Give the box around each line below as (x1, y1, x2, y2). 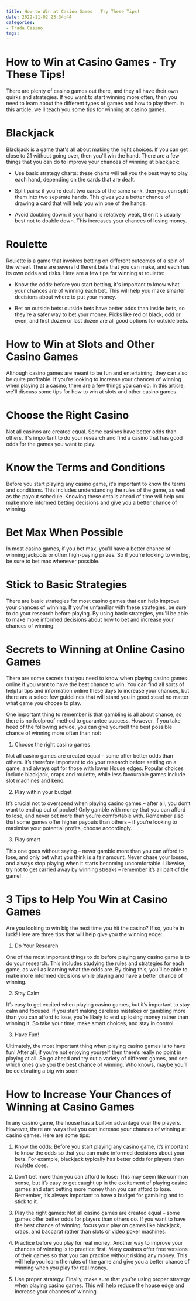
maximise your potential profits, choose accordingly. (6, 824, 133, 831)
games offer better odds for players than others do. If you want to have (14, 1216, 186, 1223)
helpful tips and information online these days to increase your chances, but (6, 687, 190, 694)
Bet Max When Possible (6, 525, 124, 539)
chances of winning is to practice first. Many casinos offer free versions (14, 1245, 188, 1253)
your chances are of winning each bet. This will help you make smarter (14, 287, 185, 294)
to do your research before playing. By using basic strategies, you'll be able (6, 610, 188, 617)
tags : (6, 30, 19, 36)
